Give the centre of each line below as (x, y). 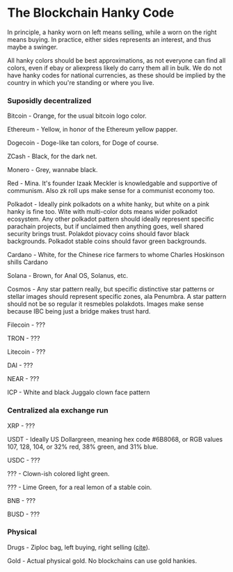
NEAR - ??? (23, 379)
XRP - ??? (21, 426)
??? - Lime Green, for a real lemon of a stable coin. (79, 487)
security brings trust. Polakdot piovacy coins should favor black (98, 234)
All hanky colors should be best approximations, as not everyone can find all (116, 60)
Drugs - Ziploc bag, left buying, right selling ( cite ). (79, 547)
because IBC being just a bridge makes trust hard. (79, 311)
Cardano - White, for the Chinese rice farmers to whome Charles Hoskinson (116, 255)
